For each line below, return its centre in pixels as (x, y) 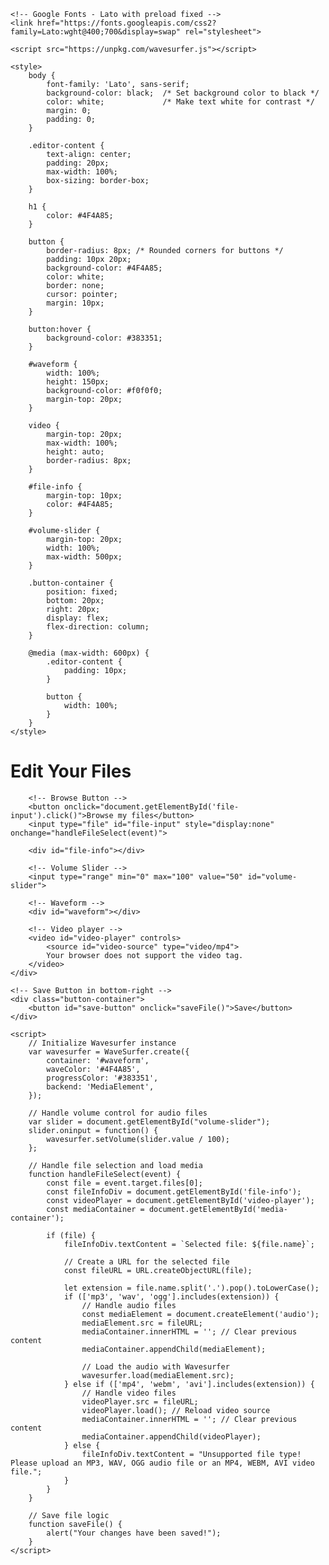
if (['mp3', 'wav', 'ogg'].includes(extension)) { (171, 1296)
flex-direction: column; (98, 627)
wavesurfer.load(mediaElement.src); (158, 1375)
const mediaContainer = (95, 1209)
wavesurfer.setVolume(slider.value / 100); (138, 1139)
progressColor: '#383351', (102, 1078)
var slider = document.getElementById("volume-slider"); (149, 1121)
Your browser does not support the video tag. (145, 955)
